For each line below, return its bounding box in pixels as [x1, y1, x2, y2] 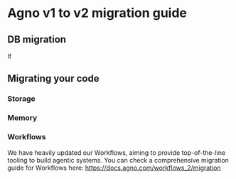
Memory [7, 113, 38, 123]
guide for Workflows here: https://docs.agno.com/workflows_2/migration [7, 163, 222, 172]
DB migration [7, 33, 66, 45]
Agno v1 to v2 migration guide [7, 5, 187, 21]
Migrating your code [7, 72, 100, 85]
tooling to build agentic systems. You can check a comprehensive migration [7, 156, 230, 164]
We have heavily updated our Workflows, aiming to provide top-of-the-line [7, 148, 226, 157]
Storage [7, 94, 36, 104]
